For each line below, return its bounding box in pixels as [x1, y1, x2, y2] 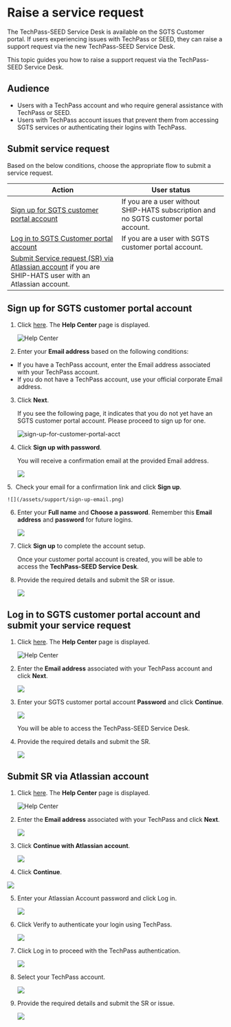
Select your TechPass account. [16, 973, 105, 981]
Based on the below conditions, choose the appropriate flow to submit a [7, 161, 211, 169]
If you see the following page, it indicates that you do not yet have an [16, 410, 213, 418]
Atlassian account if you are [10, 262, 100, 271]
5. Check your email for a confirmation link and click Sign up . [7, 483, 182, 491]
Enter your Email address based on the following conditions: [16, 348, 189, 356]
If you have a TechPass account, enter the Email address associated [16, 361, 211, 369]
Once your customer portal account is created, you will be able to [16, 555, 203, 564]
